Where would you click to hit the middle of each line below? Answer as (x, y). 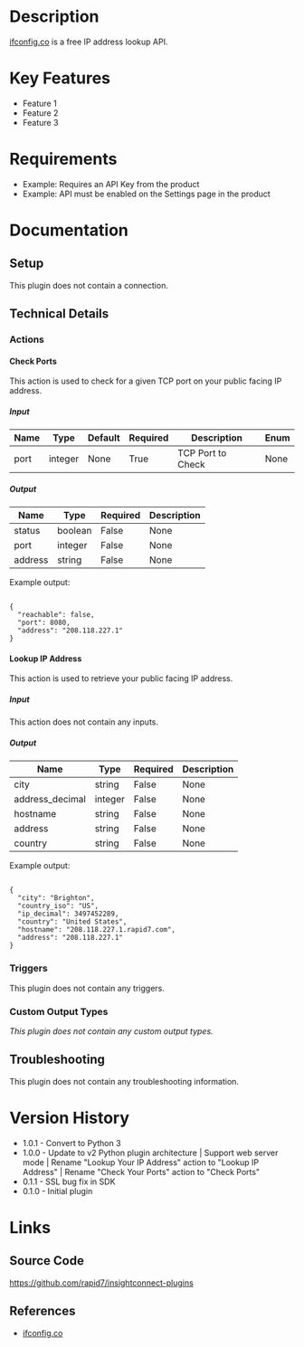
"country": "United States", (72, 922)
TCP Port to (202, 453)
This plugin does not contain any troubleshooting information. (124, 1081)
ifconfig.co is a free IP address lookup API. (89, 42)
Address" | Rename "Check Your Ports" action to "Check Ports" (141, 1172)
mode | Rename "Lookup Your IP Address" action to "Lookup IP (141, 1162)
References (43, 1311)
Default (104, 438)
